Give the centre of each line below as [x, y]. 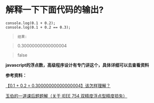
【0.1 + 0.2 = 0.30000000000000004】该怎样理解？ [58, 86]
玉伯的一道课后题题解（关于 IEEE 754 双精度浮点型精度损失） [66, 96]
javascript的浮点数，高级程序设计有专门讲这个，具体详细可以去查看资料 [77, 65]
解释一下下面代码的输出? [54, 10]
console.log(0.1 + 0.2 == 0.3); [38, 27]
